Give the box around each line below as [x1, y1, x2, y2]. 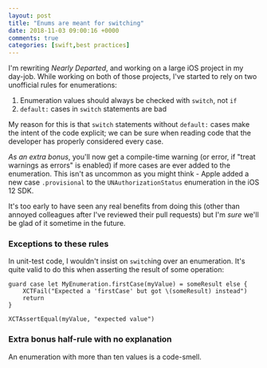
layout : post [8, 11, 52, 20]
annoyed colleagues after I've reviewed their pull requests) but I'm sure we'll [8, 210, 259, 220]
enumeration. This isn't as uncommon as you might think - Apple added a [8, 169, 249, 179]
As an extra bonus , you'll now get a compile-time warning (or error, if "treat [8, 152, 257, 162]
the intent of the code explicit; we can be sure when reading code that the [8, 129, 251, 138]
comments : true [8, 34, 59, 42]
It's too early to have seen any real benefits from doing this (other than [8, 201, 241, 212]
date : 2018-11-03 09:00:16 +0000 [8, 26, 120, 34]
